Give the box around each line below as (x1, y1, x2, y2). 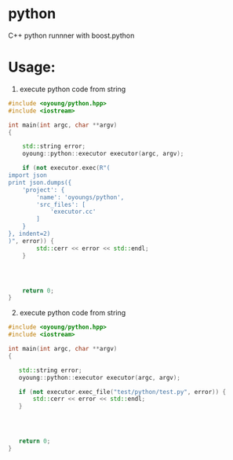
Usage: (8, 58, 56, 76)
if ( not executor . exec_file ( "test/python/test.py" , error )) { (18, 388, 226, 396)
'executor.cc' (49, 208, 96, 216)
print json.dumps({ (8, 178, 72, 186)
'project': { (22, 186, 65, 193)
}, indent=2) (8, 230, 51, 237)
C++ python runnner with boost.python (8, 31, 135, 40)
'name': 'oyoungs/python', (36, 193, 125, 201)
